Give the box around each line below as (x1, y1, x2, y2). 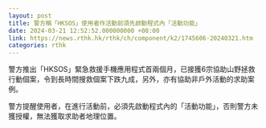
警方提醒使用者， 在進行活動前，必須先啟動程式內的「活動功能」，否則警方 (8, 102, 252, 111)
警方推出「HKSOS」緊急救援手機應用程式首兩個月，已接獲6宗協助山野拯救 (8, 65, 256, 74)
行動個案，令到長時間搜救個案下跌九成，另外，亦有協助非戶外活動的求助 (8, 74, 248, 84)
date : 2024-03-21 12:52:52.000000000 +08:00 (8, 26, 160, 34)
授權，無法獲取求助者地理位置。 (14, 111, 121, 121)
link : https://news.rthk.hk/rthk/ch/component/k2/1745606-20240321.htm (8, 34, 253, 42)
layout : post (8, 11, 52, 20)
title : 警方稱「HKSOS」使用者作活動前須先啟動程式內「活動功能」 (8, 19, 202, 27)
